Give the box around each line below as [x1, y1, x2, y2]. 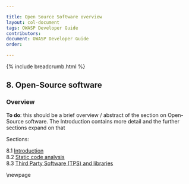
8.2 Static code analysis [6, 153, 65, 160]
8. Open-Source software [6, 80, 102, 90]
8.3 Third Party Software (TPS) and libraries [6, 160, 114, 167]
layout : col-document [6, 19, 60, 26]
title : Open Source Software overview [6, 14, 102, 20]
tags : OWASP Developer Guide [6, 25, 78, 31]
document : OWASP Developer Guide [6, 36, 89, 42]
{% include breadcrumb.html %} [6, 63, 86, 70]
